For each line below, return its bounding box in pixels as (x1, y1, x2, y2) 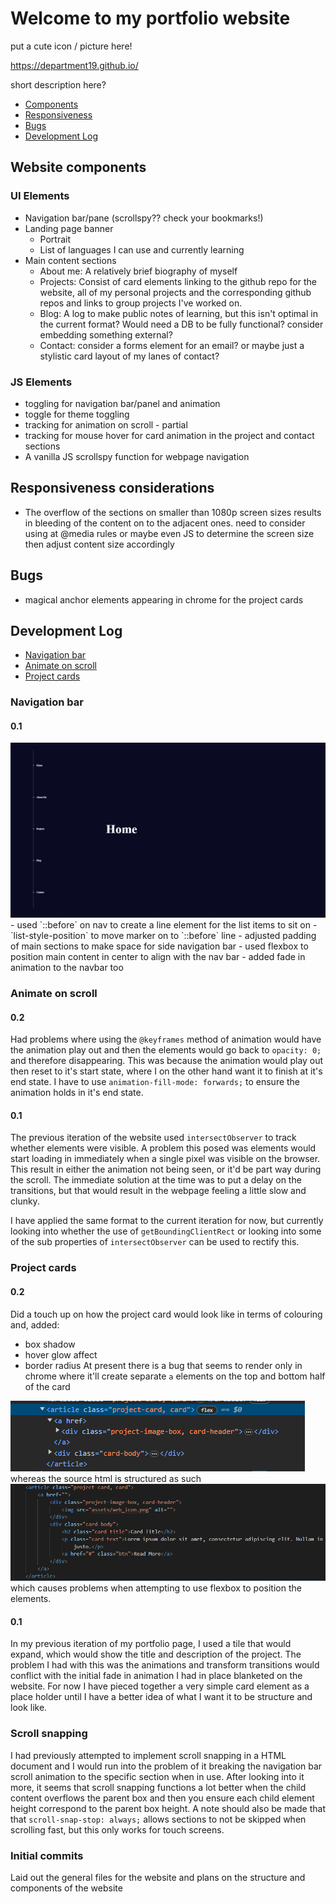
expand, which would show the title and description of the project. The (10, 1648, 302, 1661)
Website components (10, 159, 147, 176)
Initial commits (10, 1848, 84, 1862)
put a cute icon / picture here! (10, 40, 133, 52)
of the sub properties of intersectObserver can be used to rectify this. (10, 1236, 300, 1248)
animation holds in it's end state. (10, 1087, 144, 1099)
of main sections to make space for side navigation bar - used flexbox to (10, 940, 309, 952)
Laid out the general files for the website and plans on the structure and (10, 1871, 306, 1883)
